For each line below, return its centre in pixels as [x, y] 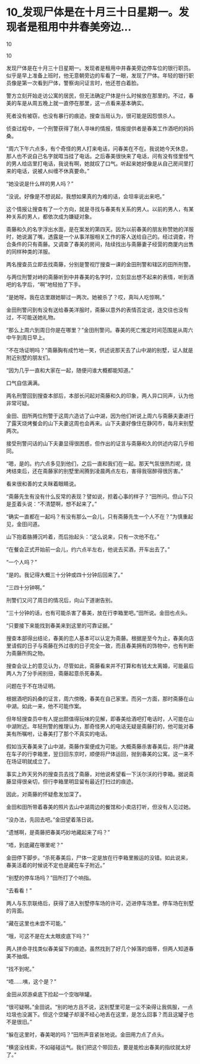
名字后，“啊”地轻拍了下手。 [50, 284]
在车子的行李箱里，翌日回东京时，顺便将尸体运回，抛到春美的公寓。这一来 [97, 754]
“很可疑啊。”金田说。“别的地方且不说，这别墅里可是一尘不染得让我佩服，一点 [100, 1007]
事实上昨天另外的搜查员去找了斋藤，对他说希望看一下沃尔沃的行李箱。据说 [97, 774]
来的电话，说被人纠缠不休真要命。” [48, 171]
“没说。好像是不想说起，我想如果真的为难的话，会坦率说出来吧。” [85, 196]
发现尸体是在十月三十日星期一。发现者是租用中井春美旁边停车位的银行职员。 [100, 68]
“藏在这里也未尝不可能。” [36, 923]
